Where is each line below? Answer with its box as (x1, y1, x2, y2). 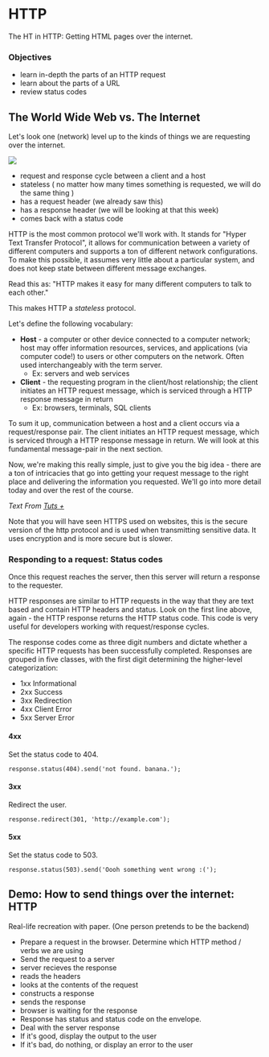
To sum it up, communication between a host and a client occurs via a (8, 419, 240, 428)
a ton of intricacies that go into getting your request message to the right (8, 469, 249, 478)
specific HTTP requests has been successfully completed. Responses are (8, 646, 253, 656)
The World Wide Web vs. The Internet (8, 110, 201, 124)
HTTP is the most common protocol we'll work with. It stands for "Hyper (8, 229, 247, 239)
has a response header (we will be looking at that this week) (19, 205, 219, 215)
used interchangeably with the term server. (19, 360, 163, 370)
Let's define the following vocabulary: (8, 319, 134, 328)
